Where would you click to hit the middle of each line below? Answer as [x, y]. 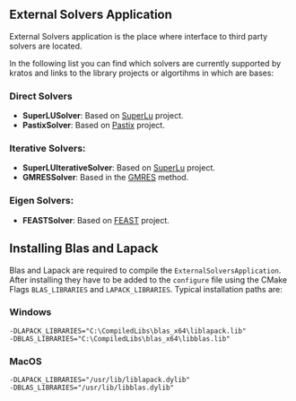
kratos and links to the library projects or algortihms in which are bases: [142, 73]
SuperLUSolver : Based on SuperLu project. [103, 116]
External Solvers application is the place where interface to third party [139, 36]
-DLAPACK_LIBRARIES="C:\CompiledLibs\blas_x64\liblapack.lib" [128, 331]
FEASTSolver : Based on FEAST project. [96, 220]
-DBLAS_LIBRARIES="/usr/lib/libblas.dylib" [92, 388]
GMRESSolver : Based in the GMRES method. [105, 178]
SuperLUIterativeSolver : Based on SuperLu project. [118, 168]
